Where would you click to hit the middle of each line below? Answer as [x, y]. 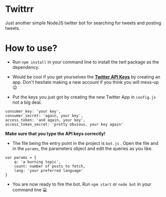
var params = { [21, 157]
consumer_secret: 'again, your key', [44, 116]
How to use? [31, 48]
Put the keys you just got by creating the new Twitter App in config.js [84, 97]
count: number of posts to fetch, [50, 166]
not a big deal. [27, 102]
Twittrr [19, 9]
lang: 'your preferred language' [49, 170]
